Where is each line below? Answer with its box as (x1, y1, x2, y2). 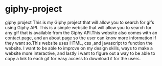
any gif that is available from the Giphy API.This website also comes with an (5, 30, 158, 35)
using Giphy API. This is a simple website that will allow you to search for (5, 24, 152, 30)
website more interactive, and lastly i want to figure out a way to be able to (5, 50, 156, 56)
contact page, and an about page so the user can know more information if (5, 35, 157, 41)
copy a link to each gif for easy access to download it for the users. (5, 55, 141, 61)
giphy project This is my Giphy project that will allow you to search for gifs (5, 19, 154, 25)
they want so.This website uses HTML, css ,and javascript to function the (5, 40, 153, 46)
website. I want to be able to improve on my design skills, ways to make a (5, 45, 153, 51)
